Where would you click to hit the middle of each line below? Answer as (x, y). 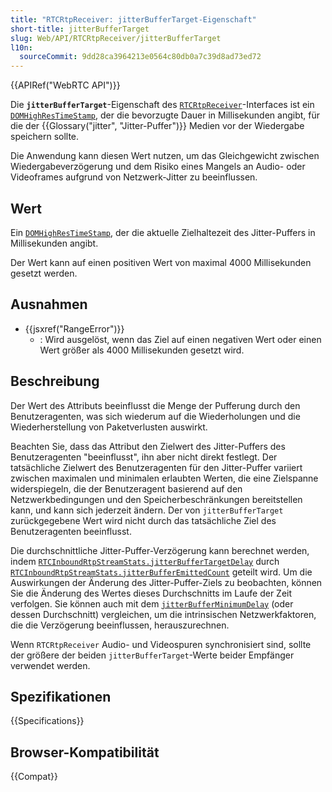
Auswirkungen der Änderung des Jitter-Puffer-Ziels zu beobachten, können (166, 582)
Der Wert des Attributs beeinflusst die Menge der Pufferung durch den (155, 405)
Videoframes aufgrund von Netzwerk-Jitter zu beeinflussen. (134, 177)
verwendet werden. (50, 665)
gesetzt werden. (44, 273)
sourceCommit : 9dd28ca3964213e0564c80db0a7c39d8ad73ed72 (140, 57)
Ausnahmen (49, 304)
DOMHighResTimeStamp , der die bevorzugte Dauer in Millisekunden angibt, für (165, 115)
